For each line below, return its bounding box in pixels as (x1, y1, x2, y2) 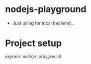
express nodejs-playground (5, 54, 61, 59)
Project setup (5, 37, 62, 49)
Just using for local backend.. (12, 20, 74, 26)
